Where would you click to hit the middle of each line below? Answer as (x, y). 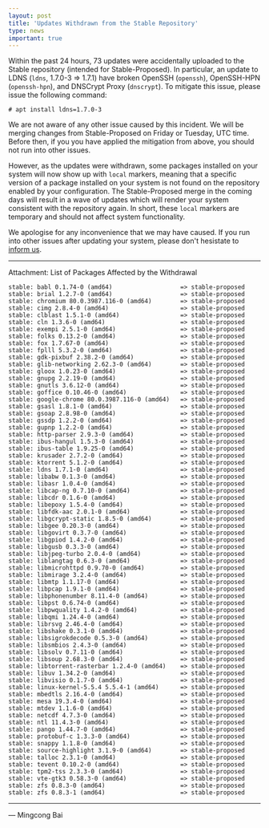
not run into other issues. (50, 150)
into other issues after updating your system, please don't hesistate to (124, 241)
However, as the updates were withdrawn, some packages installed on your (133, 166)
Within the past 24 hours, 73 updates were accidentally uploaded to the (126, 61)
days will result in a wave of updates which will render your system (119, 200)
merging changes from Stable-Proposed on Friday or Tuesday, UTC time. (129, 133)
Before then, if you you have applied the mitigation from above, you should (131, 142)
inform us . (25, 250)
